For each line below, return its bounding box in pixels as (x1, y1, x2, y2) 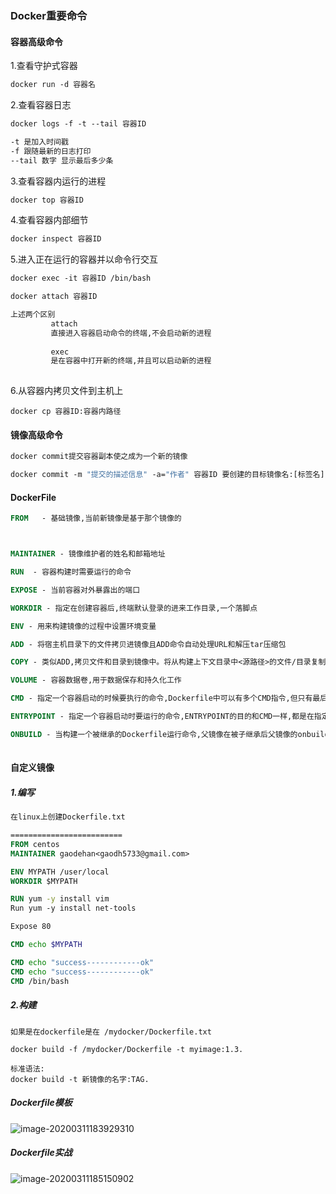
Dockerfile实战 (10, 1147, 73, 1159)
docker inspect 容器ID (10, 234, 102, 244)
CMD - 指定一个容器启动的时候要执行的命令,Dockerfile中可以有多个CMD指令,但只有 (10, 693, 313, 704)
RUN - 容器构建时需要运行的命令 (10, 567, 132, 577)
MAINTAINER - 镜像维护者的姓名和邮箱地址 (10, 549, 166, 559)
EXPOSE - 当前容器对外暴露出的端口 (10, 585, 141, 595)
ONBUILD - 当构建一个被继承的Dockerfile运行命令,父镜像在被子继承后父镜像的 (10, 729, 298, 739)
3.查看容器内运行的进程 (10, 175, 107, 187)
